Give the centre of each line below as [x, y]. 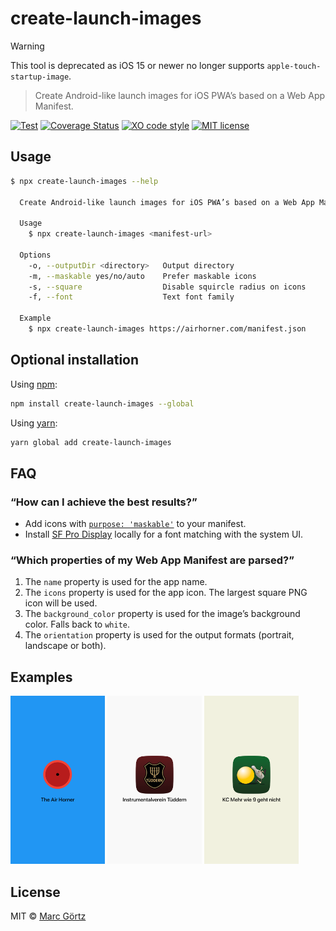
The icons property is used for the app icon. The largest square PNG [166, 593]
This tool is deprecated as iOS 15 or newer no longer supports [137, 65]
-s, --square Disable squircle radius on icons [167, 287]
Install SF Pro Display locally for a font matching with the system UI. [164, 534]
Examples [41, 677]
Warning [27, 46]
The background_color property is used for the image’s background [162, 614]
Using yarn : [34, 423]
